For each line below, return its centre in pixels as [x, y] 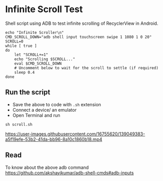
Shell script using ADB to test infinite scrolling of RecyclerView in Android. [82, 23]
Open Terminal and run [36, 115]
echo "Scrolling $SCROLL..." [45, 59]
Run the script [28, 92]
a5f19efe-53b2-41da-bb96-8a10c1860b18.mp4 [54, 139]
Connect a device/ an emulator [45, 110]
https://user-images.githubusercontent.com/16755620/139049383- [75, 134]
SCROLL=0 [14, 41]
